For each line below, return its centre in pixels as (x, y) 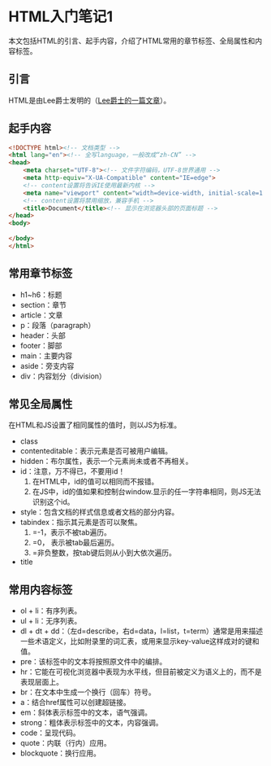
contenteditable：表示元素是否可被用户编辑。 (96, 451)
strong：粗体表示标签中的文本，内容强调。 (92, 723)
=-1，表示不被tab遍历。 (72, 532)
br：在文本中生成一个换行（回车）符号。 (88, 692)
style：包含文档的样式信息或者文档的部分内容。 (99, 512)
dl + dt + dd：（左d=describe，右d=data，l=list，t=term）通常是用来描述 (142, 631)
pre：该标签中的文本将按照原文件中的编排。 (93, 662)
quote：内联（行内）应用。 (65, 743)
